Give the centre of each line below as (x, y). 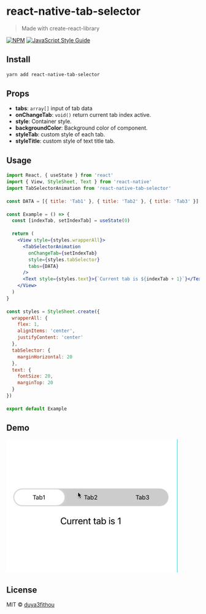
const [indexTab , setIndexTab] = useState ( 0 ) (71, 221)
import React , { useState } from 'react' (60, 175)
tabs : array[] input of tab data (54, 108)
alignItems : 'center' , (46, 331)
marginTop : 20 (35, 383)
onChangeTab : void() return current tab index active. (83, 115)
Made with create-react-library (60, 28)
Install (18, 60)
